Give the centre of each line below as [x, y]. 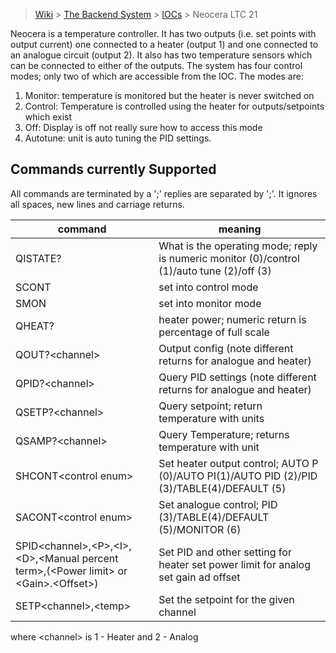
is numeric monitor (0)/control [229, 258]
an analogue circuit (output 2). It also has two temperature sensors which [161, 55]
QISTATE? [38, 258]
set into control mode [208, 287]
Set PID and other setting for [225, 552]
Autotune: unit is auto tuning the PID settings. [118, 138]
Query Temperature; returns [224, 434]
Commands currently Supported [113, 169]
